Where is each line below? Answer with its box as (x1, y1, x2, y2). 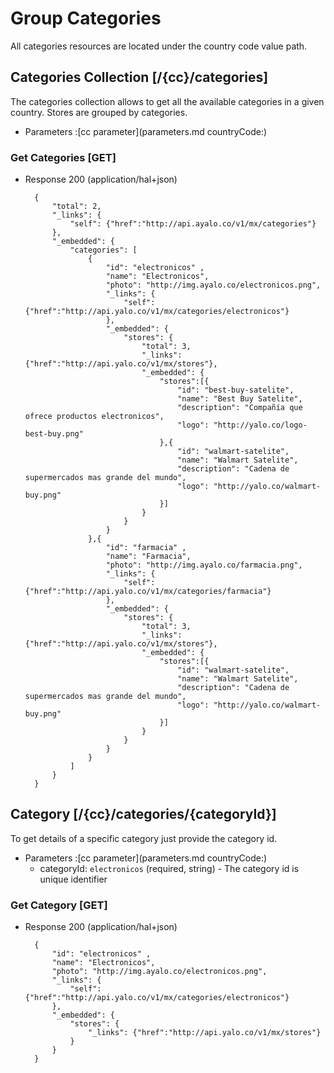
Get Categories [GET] (10, 150, 117, 164)
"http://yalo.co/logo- (213, 420, 308, 431)
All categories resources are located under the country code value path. (10, 40, 308, 52)
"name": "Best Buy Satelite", (177, 394, 303, 404)
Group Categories (10, 7, 162, 30)
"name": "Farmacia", (105, 552, 192, 562)
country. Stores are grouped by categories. (10, 106, 188, 118)
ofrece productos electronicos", (24, 412, 165, 422)
